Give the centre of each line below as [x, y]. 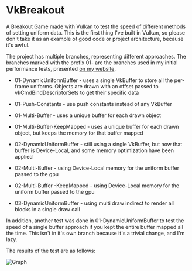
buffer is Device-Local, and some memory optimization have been [94, 150]
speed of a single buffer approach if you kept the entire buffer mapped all [95, 227]
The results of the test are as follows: [51, 251]
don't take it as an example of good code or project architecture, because [95, 39]
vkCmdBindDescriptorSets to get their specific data [77, 92]
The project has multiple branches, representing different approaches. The [96, 56]
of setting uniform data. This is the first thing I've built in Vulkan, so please [96, 32]
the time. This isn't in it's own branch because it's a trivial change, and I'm [95, 233]
